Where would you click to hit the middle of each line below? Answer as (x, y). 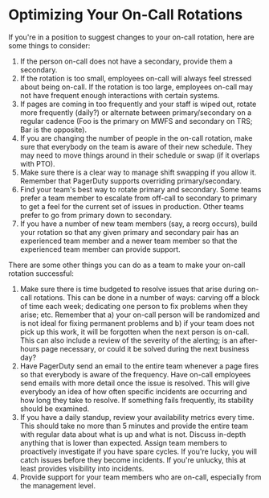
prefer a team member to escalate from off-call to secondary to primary (139, 198)
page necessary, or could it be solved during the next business (145, 348)
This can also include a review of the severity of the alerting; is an (129, 340)
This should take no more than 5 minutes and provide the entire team (134, 426)
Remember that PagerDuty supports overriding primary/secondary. (131, 181)
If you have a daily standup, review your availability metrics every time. (137, 417)
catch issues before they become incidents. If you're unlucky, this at (133, 459)
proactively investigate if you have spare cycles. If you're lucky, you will (138, 451)
